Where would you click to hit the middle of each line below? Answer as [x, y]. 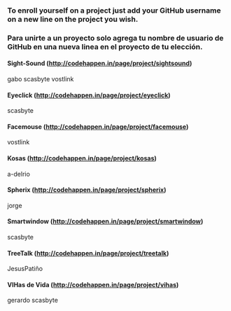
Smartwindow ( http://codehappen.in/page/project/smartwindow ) [105, 221]
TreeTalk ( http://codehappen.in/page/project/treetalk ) [88, 253]
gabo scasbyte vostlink [41, 79]
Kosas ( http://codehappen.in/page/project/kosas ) [82, 158]
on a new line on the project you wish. [73, 19]
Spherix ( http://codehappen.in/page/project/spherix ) [87, 190]
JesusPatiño [25, 269]
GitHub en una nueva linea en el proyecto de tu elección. [105, 46]
